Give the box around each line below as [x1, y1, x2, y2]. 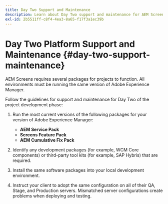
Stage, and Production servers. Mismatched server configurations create [12, 187, 163, 193]
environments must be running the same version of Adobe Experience [5, 81, 150, 88]
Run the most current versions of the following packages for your [12, 111, 147, 118]
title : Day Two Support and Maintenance [5, 7, 91, 13]
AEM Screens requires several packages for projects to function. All [5, 76, 145, 82]
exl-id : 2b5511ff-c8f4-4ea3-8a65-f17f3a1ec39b [5, 17, 104, 22]
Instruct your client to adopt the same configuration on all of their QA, [12, 182, 156, 188]
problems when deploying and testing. [12, 193, 91, 199]
